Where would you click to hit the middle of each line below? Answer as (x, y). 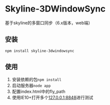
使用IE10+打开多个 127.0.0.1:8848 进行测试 (53, 97)
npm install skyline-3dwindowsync (40, 51)
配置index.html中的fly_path (39, 91)
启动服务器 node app (31, 85)
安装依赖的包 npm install (37, 79)
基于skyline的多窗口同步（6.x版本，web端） (49, 23)
